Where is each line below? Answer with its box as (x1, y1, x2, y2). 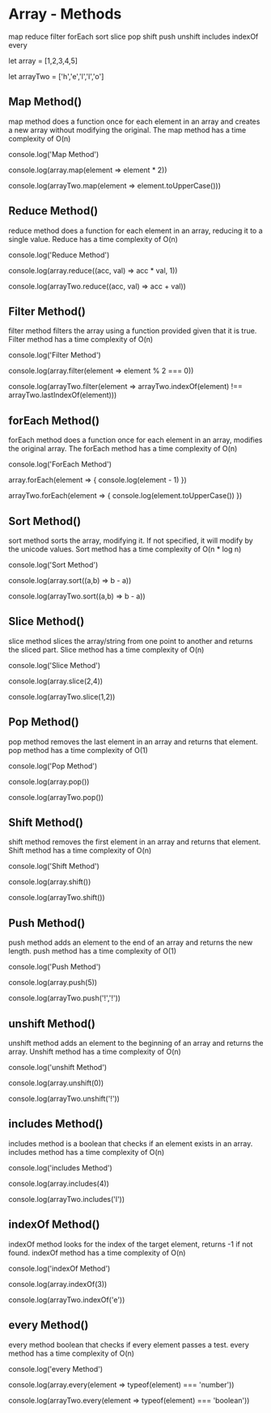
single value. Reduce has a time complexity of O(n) (8, 234, 178, 243)
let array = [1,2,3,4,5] (8, 56, 78, 66)
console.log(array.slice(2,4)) (8, 676, 104, 686)
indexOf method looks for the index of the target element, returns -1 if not (8, 1239, 253, 1249)
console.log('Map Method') (8, 149, 100, 159)
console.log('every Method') (8, 1364, 104, 1373)
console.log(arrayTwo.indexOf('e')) (8, 1295, 125, 1305)
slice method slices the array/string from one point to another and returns (8, 636, 253, 645)
